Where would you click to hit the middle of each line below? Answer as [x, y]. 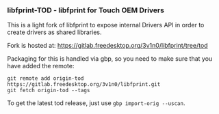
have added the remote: [41, 66]
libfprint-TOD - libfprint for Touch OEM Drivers [86, 10]
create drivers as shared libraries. [54, 32]
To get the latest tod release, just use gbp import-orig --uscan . [96, 103]
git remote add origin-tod [46, 79]
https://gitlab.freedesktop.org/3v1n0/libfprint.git [84, 85]
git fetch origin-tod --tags [49, 91]
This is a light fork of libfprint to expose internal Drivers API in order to [106, 25]
